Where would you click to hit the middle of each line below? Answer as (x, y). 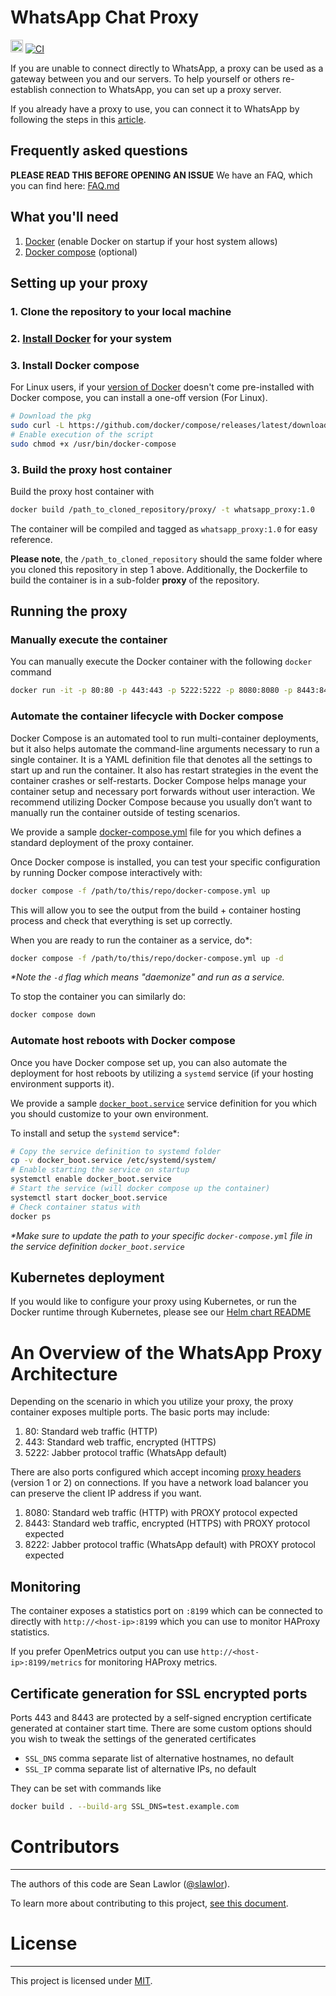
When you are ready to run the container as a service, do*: (131, 940)
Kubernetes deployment (87, 1277)
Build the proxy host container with (82, 491)
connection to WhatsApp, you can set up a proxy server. (165, 89)
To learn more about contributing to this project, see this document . (149, 1903)
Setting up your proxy (79, 282)
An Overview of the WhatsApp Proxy (166, 1352)
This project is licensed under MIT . (81, 1980)
